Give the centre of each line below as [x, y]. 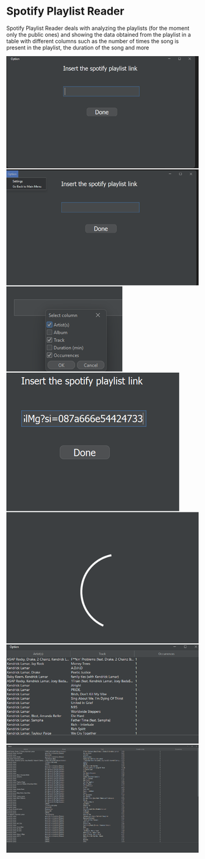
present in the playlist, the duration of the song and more [78, 48]
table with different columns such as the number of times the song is [92, 41]
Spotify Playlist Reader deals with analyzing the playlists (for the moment [98, 28]
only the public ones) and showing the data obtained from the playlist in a [99, 34]
